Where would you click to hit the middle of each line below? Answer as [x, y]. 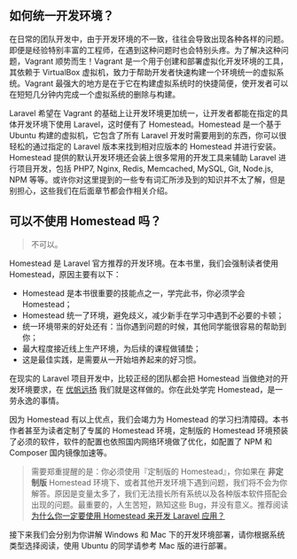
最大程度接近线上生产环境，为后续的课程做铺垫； [111, 348]
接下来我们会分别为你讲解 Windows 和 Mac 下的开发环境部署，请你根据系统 [147, 534]
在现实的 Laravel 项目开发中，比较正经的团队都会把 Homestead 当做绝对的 [145, 378]
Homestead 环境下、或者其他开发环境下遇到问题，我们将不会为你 [168, 482]
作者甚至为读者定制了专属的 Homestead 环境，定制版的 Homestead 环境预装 [149, 430]
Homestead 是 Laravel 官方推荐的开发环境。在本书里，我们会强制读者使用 [144, 263]
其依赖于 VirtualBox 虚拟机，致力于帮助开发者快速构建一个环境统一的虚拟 [143, 72]
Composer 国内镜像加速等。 [61, 452]
